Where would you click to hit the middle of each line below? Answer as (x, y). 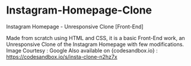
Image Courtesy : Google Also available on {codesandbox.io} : (82, 50)
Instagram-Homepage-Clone (79, 10)
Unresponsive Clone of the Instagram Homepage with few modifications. (95, 44)
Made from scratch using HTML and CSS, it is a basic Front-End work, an (95, 38)
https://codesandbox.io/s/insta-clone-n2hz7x (62, 57)
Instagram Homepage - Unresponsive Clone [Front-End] (75, 27)
